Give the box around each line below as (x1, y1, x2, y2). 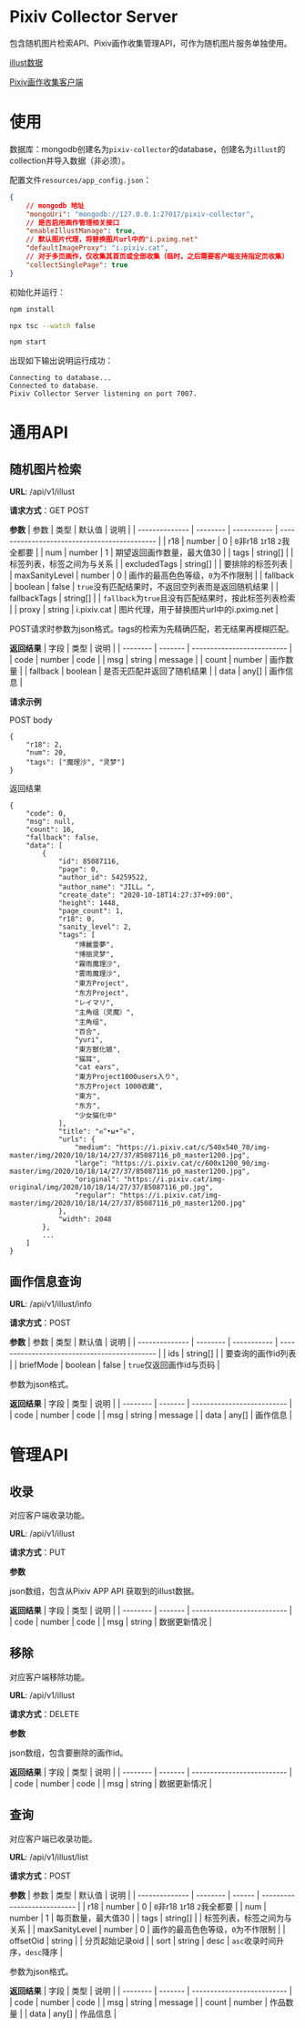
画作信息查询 (9, 1273, 82, 1289)
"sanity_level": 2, (57, 922, 132, 932)
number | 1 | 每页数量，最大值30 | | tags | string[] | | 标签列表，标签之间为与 (9, 1912, 293, 1923)
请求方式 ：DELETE (9, 1708, 80, 1719)
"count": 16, (25, 825, 76, 835)
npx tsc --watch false (9, 321, 96, 330)
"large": (74, 1159, 107, 1168)
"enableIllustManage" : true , (25, 226, 137, 236)
